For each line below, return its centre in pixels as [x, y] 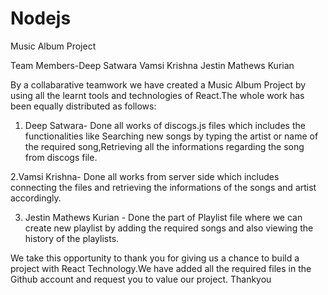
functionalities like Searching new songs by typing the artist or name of [171, 136]
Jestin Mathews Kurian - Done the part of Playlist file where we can [163, 217]
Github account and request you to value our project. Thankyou [141, 279]
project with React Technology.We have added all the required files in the [161, 268]
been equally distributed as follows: [83, 106]
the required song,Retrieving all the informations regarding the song [164, 146]
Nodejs [41, 18]
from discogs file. [61, 157]
